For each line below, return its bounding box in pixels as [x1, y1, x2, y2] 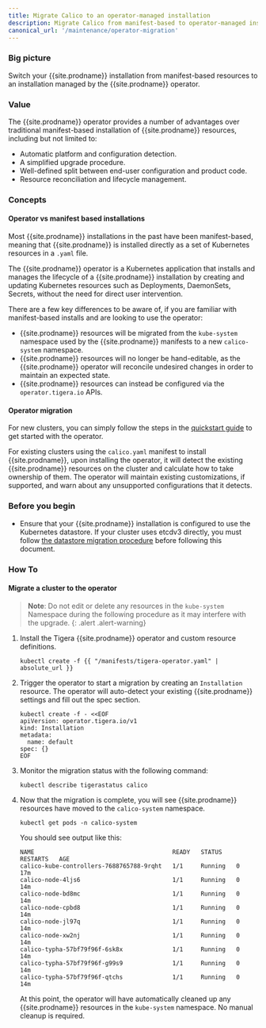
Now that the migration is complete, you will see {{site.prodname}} [19, 795, 237, 804]
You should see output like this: [19, 833, 123, 842]
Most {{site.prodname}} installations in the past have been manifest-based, [8, 232, 253, 241]
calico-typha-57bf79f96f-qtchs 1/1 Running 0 [19, 973, 240, 981]
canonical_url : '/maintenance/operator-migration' [8, 26, 179, 34]
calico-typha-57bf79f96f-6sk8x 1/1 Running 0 [19, 945, 240, 953]
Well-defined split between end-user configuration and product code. [19, 166, 248, 175]
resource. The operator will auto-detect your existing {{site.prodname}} [19, 686, 253, 695]
